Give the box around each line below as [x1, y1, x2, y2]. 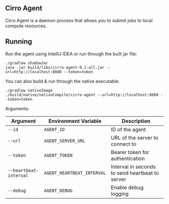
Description [121, 117, 151, 124]
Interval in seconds [110, 163, 156, 170]
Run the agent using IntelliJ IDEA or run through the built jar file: [5, 50, 137, 57]
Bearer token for [110, 149, 149, 156]
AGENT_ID [44, 126, 65, 132]
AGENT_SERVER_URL [44, 138, 86, 144]
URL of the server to [110, 134, 158, 141]
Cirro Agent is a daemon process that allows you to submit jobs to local [5, 17, 153, 23]
